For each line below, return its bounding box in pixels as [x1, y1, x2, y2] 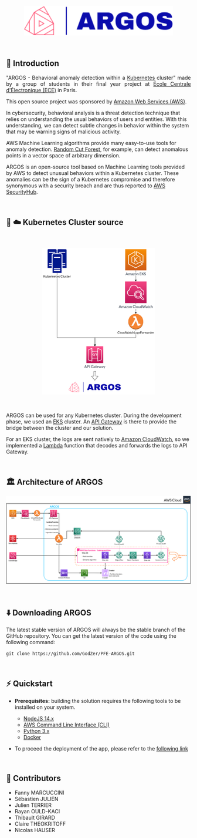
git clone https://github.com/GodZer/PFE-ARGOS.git [6, 651, 135, 657]
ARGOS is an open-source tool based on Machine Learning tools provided [6, 163, 185, 170]
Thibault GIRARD [14, 814, 56, 821]
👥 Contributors [6, 773, 62, 783]
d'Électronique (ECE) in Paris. [6, 86, 77, 93]
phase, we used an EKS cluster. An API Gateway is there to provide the [6, 418, 177, 425]
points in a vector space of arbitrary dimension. [6, 152, 121, 159]
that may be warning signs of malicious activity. [6, 128, 121, 135]
